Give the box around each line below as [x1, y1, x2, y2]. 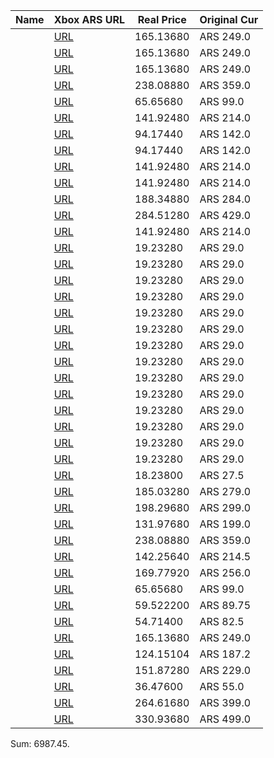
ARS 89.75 [199, 599, 252, 612]
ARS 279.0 [199, 485, 252, 498]
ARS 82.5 [199, 615, 245, 628]
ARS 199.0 [199, 517, 252, 531]
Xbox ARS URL [53, 13, 126, 26]
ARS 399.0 [199, 696, 252, 709]
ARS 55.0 [199, 680, 245, 693]
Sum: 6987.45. [10, 738, 70, 749]
